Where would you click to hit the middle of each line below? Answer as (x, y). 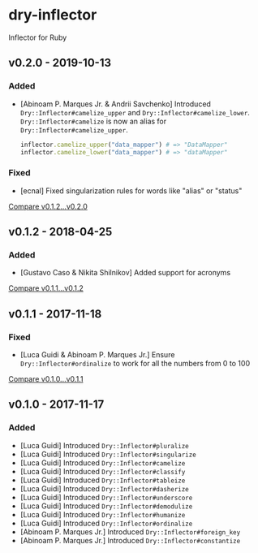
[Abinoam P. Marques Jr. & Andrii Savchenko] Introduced (115, 104)
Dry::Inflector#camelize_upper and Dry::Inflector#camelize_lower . (135, 112)
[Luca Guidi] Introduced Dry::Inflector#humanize (103, 514)
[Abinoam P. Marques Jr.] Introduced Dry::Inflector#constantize (130, 540)
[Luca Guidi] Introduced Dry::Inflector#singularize (108, 454)
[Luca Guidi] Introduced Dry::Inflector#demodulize (106, 506)
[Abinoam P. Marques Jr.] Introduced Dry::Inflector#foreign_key (130, 531)
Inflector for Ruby (38, 37)
